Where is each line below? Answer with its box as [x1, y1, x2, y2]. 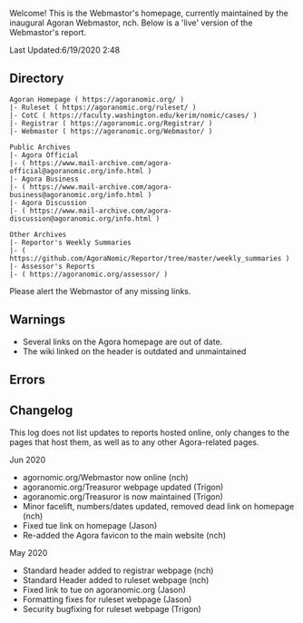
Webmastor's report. [9, 27, 87, 37]
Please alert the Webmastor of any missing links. [9, 285, 191, 296]
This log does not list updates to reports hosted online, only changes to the [9, 427, 290, 438]
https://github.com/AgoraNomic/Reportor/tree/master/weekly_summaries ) [9, 253, 290, 262]
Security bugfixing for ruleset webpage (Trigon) [22, 603, 201, 614]
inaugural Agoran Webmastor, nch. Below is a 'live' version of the [9, 17, 253, 28]
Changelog [9, 403, 73, 419]
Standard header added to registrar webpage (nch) [22, 565, 214, 576]
